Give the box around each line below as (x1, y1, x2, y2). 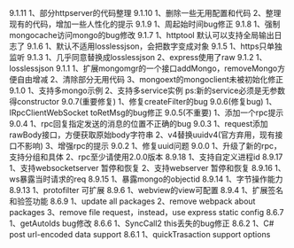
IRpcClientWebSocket (9, 107, 89, 118)
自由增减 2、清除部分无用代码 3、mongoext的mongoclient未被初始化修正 (16, 74, 284, 84)
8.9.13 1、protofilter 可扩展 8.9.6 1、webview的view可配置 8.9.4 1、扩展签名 (9, 185, 283, 195)
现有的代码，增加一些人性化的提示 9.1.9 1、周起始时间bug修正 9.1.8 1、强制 (9, 19, 281, 29)
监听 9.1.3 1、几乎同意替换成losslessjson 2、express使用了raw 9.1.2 (9, 52, 254, 62)
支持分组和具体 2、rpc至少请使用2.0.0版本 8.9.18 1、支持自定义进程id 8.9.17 (9, 151, 283, 162)
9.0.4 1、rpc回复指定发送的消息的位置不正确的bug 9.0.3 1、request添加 (9, 119, 268, 128)
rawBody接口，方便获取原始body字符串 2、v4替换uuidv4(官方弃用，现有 (9, 129, 276, 140)
